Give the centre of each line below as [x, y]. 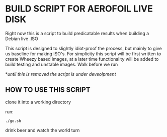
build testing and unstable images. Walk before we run [62, 64]
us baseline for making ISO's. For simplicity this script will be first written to [83, 54]
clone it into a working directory [38, 102]
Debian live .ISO [22, 39]
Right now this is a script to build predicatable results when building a [77, 33]
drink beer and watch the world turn [43, 130]
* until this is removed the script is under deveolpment [61, 74]
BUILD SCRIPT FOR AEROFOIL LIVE [79, 9]
